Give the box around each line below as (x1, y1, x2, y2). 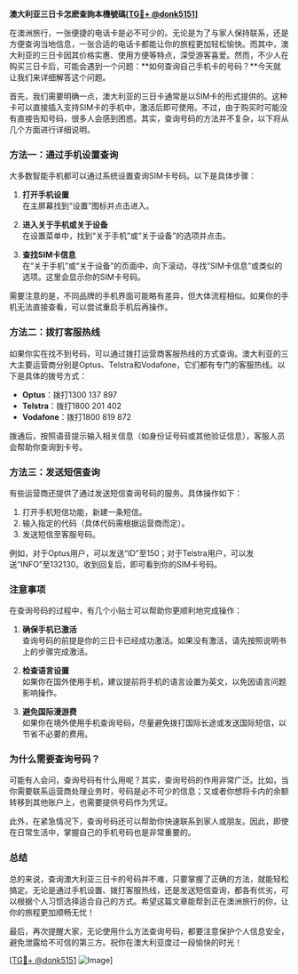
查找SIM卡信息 (21, 249, 76, 261)
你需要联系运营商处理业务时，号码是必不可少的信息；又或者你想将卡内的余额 (9, 786, 289, 797)
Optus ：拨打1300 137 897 (21, 389, 118, 399)
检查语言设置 (21, 665, 69, 676)
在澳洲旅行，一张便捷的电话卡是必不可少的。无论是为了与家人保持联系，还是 (9, 28, 289, 38)
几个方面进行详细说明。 (9, 125, 95, 134)
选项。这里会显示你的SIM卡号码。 (21, 271, 146, 283)
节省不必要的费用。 (21, 728, 93, 739)
